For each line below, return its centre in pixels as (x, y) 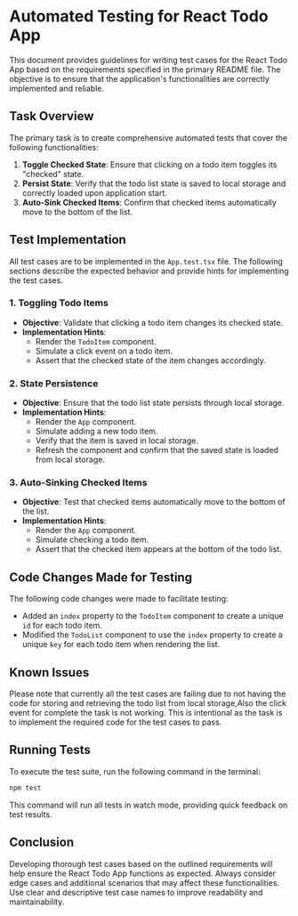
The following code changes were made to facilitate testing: (119, 599)
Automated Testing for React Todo (139, 16)
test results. (31, 814)
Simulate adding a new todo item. (97, 431)
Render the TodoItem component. (96, 341)
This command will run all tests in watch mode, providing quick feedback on (149, 805)
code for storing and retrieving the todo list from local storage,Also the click (148, 703)
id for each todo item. (62, 626)
